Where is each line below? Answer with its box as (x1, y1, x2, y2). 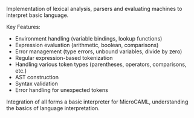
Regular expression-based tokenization (15, 54, 113, 61)
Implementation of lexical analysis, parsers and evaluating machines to (6, 5, 183, 12)
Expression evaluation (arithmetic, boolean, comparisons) (15, 42, 159, 48)
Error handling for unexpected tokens (15, 87, 109, 93)
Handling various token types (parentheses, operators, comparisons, (15, 61, 187, 68)
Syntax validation (15, 80, 59, 87)
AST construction (15, 74, 59, 80)
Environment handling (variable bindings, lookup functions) (15, 35, 163, 42)
